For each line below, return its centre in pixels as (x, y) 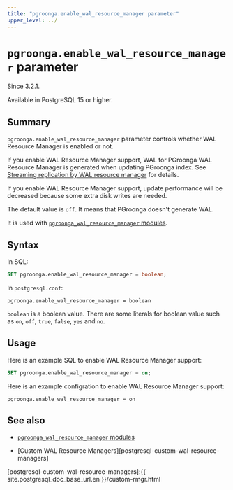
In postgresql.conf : (35, 288)
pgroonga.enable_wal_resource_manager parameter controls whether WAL (112, 139)
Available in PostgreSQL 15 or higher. (60, 100)
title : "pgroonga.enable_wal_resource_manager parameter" (93, 14)
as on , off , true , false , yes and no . (56, 321)
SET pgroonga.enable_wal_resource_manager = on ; (79, 373)
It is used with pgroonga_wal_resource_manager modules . (88, 223)
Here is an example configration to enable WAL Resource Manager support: (116, 386)
